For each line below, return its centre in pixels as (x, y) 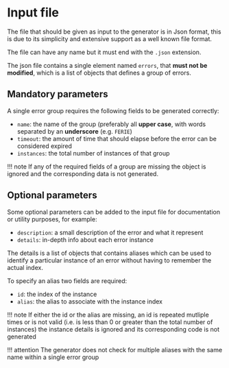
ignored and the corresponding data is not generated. (83, 173)
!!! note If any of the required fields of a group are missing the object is (107, 167)
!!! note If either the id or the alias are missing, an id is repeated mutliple (108, 315)
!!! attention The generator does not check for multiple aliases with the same (115, 349)
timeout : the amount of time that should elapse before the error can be (117, 138)
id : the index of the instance (57, 294)
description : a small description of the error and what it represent (110, 232)
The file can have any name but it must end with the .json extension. (104, 52)
